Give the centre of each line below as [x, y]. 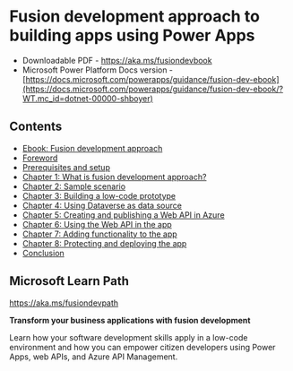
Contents [36, 127]
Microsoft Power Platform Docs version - [97, 70]
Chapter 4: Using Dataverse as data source [102, 205]
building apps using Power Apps [132, 35]
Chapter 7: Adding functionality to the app [99, 234]
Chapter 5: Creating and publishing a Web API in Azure [124, 215]
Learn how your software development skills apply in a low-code [129, 337]
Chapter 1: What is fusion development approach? [114, 177]
